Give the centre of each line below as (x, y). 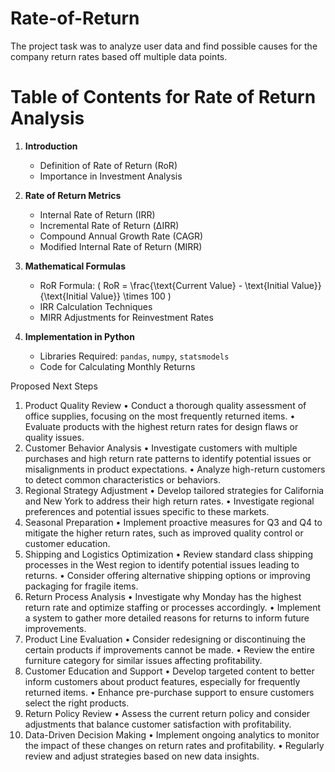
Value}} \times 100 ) (130, 296)
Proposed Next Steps (54, 386)
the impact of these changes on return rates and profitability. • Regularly (174, 745)
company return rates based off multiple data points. (119, 56)
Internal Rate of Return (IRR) (97, 214)
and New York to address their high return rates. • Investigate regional (169, 501)
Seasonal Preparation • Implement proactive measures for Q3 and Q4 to (173, 522)
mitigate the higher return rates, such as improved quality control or (164, 533)
